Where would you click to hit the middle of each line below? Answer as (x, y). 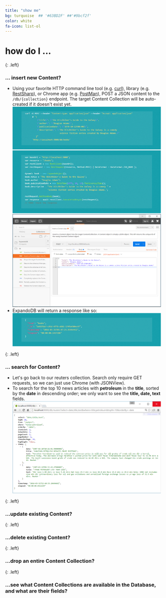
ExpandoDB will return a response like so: (55, 310)
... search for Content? (33, 367)
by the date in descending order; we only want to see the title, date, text (86, 394)
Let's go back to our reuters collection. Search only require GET (77, 378)
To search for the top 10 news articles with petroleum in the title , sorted (85, 388)
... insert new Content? (33, 78)
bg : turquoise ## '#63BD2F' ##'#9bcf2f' (48, 16)
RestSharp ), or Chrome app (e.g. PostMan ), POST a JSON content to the (86, 94)
